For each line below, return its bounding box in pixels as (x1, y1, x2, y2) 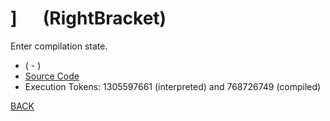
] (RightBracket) (10, 7, 167, 30)
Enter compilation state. (10, 40, 108, 52)
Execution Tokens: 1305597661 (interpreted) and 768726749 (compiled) (24, 80, 322, 92)
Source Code (24, 70, 80, 82)
